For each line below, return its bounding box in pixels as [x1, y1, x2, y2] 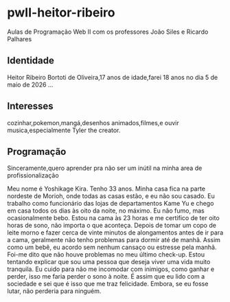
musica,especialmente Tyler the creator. [7, 126, 121, 134]
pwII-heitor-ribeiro [7, 5, 115, 21]
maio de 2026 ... [7, 80, 54, 89]
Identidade [7, 55, 55, 67]
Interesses [7, 100, 54, 112]
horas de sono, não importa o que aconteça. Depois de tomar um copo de [7, 222, 216, 230]
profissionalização [7, 171, 60, 180]
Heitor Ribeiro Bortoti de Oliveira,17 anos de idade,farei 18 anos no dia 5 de [7, 73, 218, 81]
